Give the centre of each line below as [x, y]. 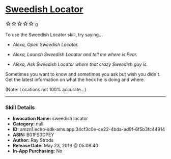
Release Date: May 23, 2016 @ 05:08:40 [55, 146]
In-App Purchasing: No [37, 151]
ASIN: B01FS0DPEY [33, 135]
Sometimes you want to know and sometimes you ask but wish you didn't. [83, 74]
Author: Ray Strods [33, 140]
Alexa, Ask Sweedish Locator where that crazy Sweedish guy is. [80, 64]
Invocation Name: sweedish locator [50, 119]
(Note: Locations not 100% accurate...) [46, 89]
